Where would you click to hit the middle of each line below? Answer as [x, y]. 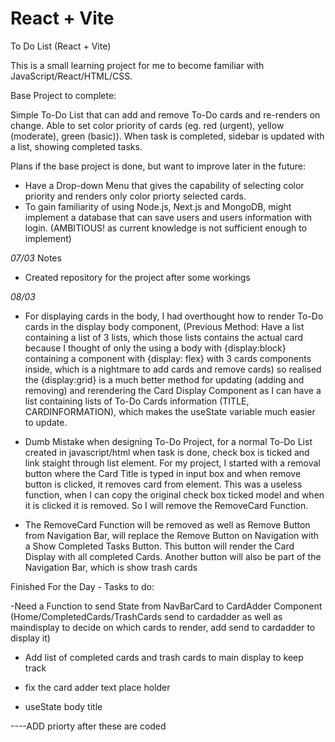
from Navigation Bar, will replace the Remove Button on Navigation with [172, 535]
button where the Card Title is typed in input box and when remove [163, 473]
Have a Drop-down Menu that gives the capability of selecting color [164, 185]
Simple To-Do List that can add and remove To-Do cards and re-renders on [165, 114]
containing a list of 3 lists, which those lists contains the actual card [164, 337]
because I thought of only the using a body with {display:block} [155, 348]
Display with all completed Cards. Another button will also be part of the [173, 556]
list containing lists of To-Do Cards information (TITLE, [137, 401]
